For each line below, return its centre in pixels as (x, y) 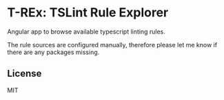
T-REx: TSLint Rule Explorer (88, 13)
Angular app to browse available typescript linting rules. (86, 32)
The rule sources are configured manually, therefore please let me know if (112, 45)
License (24, 74)
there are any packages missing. (53, 52)
